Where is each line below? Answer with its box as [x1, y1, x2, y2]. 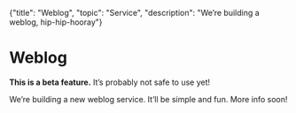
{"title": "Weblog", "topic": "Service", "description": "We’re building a [9, 8, 260, 18]
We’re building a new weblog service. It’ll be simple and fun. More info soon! [9, 94, 288, 104]
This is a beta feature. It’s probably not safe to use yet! [9, 77, 211, 87]
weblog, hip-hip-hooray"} [9, 17, 103, 27]
